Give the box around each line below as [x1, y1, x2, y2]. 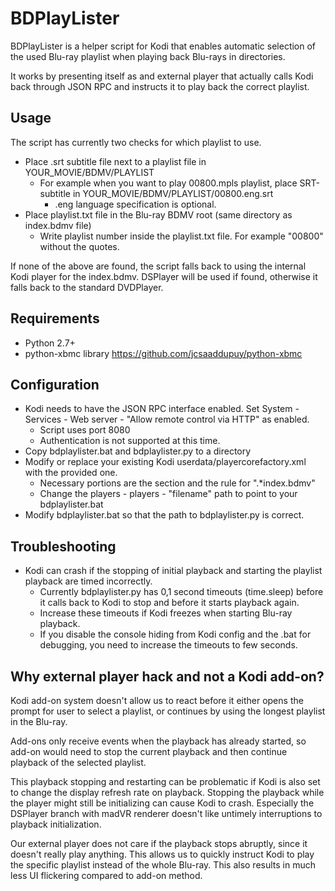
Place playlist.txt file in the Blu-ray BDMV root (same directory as [24, 208, 293, 221]
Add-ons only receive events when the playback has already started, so [10, 735, 307, 747]
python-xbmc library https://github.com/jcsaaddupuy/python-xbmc [24, 347, 303, 359]
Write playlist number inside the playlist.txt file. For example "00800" [39, 230, 324, 242]
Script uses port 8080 [39, 424, 131, 436]
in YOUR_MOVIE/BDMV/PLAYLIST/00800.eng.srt [72, 187, 274, 199]
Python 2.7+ [24, 337, 76, 349]
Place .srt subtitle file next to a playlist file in [24, 155, 207, 167]
